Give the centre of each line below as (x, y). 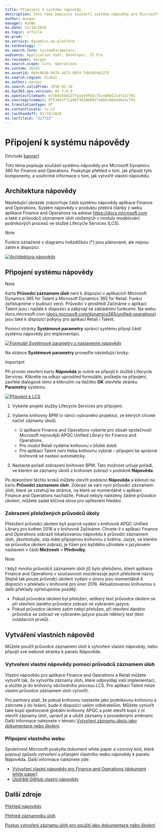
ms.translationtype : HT (29, 105)
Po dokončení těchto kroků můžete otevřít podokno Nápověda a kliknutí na (80, 480)
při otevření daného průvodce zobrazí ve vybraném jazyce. (71, 604)
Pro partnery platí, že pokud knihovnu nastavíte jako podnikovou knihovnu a (81, 700)
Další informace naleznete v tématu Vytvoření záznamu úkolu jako (71, 720)
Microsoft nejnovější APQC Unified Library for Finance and (78, 435)
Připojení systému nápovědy (49, 272)
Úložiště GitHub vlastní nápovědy (45, 779)
